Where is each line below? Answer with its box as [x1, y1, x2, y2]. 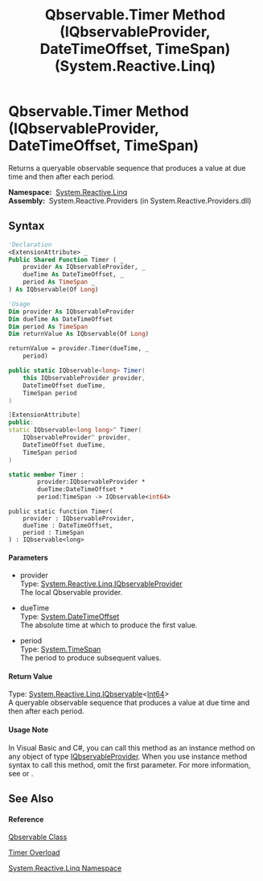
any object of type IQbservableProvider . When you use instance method [8, 751, 248, 761]
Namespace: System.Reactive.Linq [8, 187, 128, 196]
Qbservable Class [8, 832, 68, 842]
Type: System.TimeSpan [19, 644, 101, 654]
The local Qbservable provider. [19, 588, 123, 598]
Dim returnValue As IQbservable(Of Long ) [8, 330, 150, 338]
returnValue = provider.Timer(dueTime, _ [8, 345, 150, 353]
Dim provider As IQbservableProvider [8, 308, 135, 316]
